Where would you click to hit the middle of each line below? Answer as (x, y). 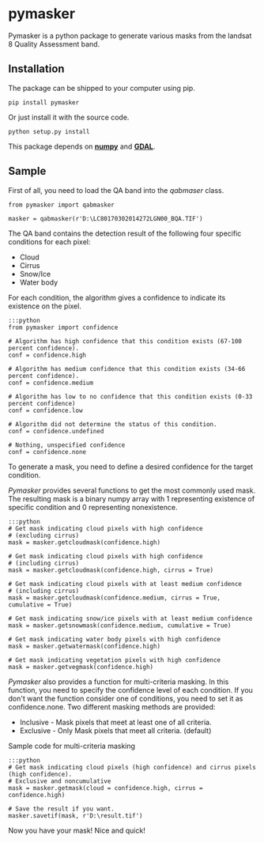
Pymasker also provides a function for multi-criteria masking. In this (119, 682)
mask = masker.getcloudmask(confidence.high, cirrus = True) (111, 570)
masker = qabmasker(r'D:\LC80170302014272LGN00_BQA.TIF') (106, 218)
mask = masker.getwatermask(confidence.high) (84, 646)
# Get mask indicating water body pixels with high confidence (115, 639)
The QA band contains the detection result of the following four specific (125, 233)
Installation (36, 69)
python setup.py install (49, 131)
